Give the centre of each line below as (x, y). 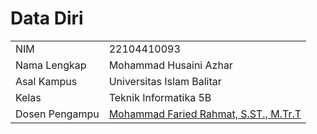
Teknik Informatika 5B (160, 97)
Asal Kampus (46, 81)
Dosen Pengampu (57, 114)
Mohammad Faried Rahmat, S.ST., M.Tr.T (205, 114)
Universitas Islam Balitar (165, 81)
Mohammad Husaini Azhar (170, 65)
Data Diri (47, 18)
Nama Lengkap (51, 65)
